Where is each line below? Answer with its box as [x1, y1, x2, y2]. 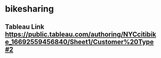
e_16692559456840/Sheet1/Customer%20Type [5, 38, 154, 46]
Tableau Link [5, 23, 44, 31]
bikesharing [5, 3, 54, 14]
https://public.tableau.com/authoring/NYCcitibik [5, 30, 156, 38]
